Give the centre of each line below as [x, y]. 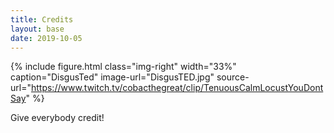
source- [233, 77]
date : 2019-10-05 [46, 38]
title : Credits [42, 19]
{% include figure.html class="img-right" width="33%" [123, 67]
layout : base [37, 29]
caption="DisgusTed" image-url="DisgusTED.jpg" [112, 77]
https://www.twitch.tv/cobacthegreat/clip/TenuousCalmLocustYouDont [177, 88]
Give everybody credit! [57, 118]
